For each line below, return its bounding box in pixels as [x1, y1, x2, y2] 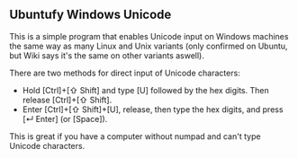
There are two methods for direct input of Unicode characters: [9, 67, 240, 78]
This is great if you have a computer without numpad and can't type [9, 130, 261, 142]
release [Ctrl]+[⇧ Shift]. [22, 94, 113, 105]
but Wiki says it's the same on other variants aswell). [9, 49, 205, 61]
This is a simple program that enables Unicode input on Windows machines [9, 31, 289, 41]
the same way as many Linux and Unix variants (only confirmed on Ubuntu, [9, 40, 288, 51]
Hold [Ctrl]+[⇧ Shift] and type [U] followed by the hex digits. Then [22, 84, 269, 95]
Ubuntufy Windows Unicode [9, 7, 172, 22]
